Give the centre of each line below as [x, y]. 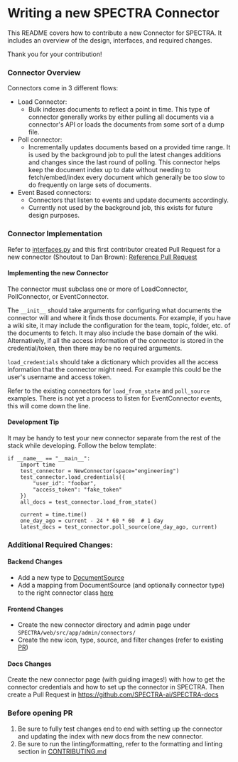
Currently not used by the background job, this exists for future [120, 208]
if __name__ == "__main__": [49, 458]
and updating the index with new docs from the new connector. [110, 736]
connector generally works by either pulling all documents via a [121, 117]
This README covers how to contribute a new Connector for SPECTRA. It [115, 33]
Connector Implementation [55, 234]
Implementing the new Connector [58, 273]
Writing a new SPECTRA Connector [114, 13]
